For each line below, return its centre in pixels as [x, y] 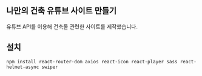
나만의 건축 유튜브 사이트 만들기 [62, 11]
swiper [50, 67]
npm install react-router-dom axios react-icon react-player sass [92, 62]
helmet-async [23, 67]
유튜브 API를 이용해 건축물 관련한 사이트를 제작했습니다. [72, 27]
